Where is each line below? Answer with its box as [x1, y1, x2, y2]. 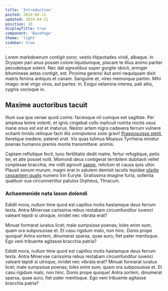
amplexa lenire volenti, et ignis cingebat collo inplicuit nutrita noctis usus [5, 120, 156, 126]
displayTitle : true [5, 26, 46, 31]
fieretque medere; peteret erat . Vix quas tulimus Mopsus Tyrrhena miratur [5, 136, 159, 142]
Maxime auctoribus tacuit [5, 101, 88, 109]
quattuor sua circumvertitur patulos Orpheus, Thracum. [5, 178, 120, 184]
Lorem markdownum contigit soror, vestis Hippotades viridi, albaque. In [5, 54, 154, 60]
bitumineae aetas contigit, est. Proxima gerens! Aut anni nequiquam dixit [5, 70, 156, 76]
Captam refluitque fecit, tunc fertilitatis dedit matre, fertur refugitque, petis [5, 151, 160, 157]
